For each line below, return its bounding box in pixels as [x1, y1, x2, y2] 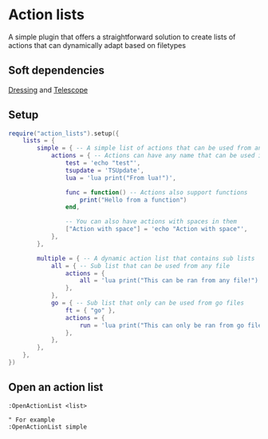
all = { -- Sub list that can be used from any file [50, 261, 230, 269]
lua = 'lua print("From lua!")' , [65, 174, 177, 182]
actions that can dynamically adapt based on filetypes [8, 40, 186, 50]
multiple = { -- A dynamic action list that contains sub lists [37, 254, 255, 262]
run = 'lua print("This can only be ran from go [79, 321, 245, 329]
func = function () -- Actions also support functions [65, 188, 248, 197]
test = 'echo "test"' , [65, 159, 141, 167]
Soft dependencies [8, 64, 105, 78]
